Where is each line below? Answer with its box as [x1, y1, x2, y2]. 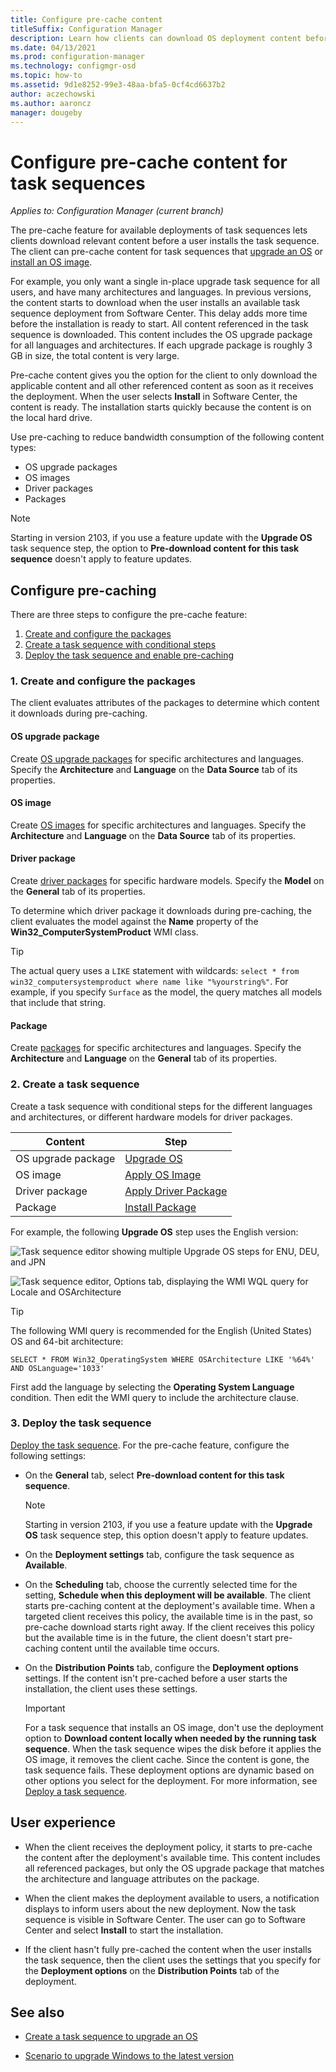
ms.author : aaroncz [10, 98, 92, 108]
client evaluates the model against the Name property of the [10, 916, 259, 928]
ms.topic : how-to [10, 71, 83, 81]
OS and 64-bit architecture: [10, 1335, 124, 1347]
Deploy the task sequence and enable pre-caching [24, 649, 235, 661]
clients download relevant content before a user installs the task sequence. [10, 235, 320, 247]
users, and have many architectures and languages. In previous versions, [10, 286, 312, 298]
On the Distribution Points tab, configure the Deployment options [24, 1661, 299, 1673]
